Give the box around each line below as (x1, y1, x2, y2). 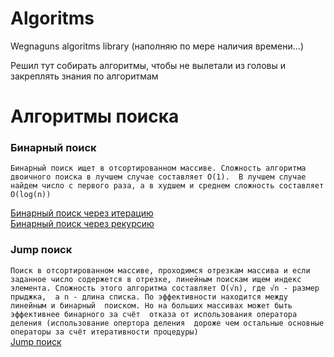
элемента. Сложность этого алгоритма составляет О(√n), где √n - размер (10, 283, 320, 293)
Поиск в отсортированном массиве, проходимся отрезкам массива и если (10, 265, 311, 276)
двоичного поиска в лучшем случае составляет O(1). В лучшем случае (10, 172, 307, 182)
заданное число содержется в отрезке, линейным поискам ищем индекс (10, 274, 302, 284)
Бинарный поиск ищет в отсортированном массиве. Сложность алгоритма (10, 163, 307, 174)
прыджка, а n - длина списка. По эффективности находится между (10, 292, 288, 302)
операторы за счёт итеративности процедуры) (10, 327, 199, 337)
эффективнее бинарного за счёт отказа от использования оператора (10, 309, 298, 319)
